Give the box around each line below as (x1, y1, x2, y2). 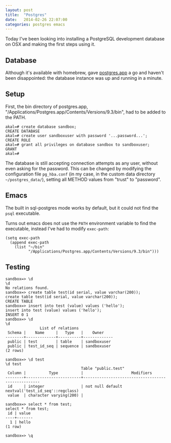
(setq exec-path (5, 235, 40, 240)
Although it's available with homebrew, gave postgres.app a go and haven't (5, 70, 164, 76)
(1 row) (5, 424, 22, 429)
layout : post (5, 7, 33, 13)
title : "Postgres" (5, 12, 47, 17)
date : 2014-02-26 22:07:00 (5, 17, 68, 22)
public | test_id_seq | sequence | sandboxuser (7, 343, 111, 348)
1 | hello (10, 419, 31, 425)
